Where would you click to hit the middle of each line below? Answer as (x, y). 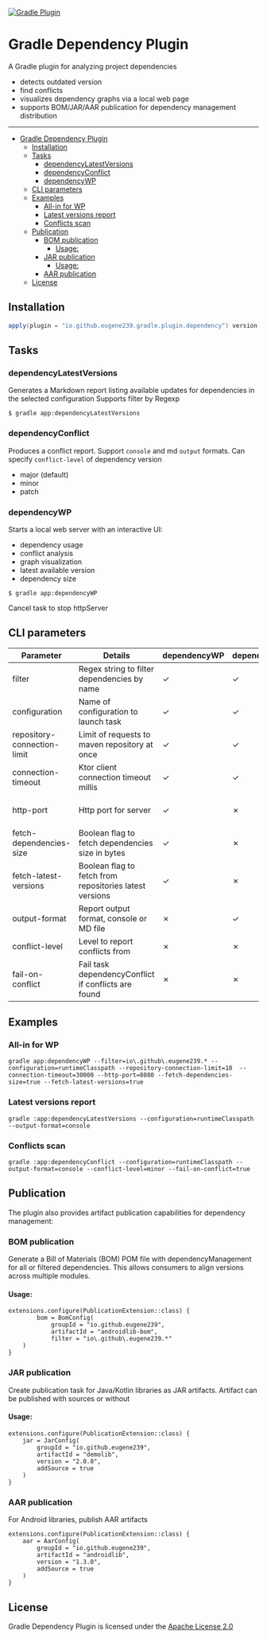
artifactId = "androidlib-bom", (104, 1332)
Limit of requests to (114, 734)
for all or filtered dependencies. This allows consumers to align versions (126, 1267)
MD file (92, 929)
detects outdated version (61, 82)
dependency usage (51, 544)
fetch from (98, 875)
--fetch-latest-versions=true (94, 1082)
